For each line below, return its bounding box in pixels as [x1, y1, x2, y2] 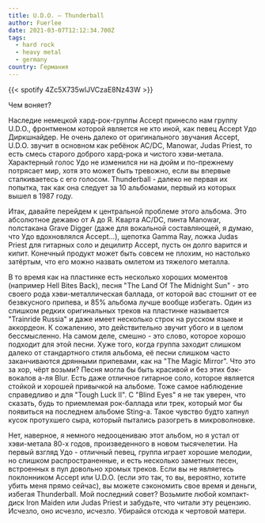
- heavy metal [15, 48, 62, 56]
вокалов [8, 373, 37, 382]
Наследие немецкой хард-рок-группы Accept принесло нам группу [8, 116, 238, 125]
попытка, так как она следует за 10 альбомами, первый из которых [8, 183, 237, 192]
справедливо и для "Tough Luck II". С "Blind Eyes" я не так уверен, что [8, 389, 247, 400]
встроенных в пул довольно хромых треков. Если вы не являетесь [8, 464, 235, 473]
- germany [15, 56, 47, 64]
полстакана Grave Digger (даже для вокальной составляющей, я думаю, [8, 223, 254, 233]
